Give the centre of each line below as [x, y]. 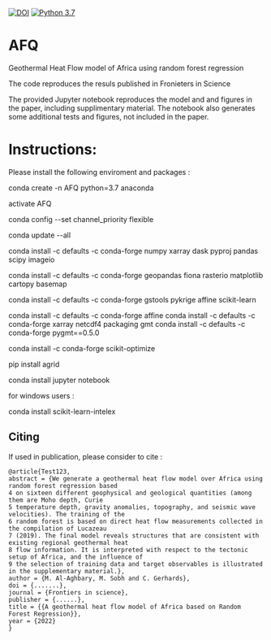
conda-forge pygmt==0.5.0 [54, 333]
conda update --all [40, 235]
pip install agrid [34, 364]
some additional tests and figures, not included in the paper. [109, 116]
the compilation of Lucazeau [58, 529]
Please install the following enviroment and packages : [99, 172]
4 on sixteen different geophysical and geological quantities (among [130, 493]
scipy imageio [32, 259]
